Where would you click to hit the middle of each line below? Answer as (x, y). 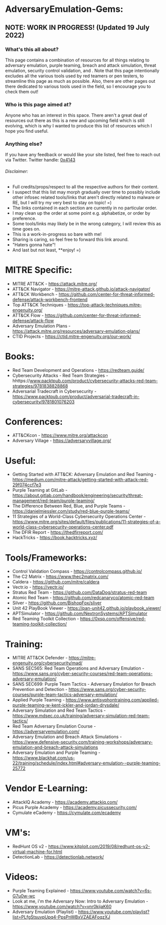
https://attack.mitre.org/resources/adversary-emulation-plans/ (76, 331)
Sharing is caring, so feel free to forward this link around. (70, 239)
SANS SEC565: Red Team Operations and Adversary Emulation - (78, 668)
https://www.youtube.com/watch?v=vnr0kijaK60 (62, 907)
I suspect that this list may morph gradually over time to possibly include (86, 192)
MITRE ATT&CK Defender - (40, 658)
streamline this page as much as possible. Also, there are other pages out (80, 81)
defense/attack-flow (33, 320)
